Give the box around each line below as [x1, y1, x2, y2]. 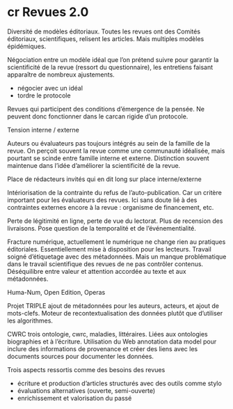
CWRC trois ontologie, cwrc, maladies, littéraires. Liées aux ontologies [7, 330, 208, 338]
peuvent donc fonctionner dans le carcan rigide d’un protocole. [7, 112, 188, 121]
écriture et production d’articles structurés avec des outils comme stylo [17, 379, 223, 387]
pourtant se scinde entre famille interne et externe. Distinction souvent [7, 154, 210, 162]
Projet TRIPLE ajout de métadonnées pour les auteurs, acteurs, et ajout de [7, 301, 219, 310]
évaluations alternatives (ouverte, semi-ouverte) [17, 386, 156, 394]
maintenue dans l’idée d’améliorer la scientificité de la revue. [7, 161, 181, 169]
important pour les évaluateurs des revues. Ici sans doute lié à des [7, 196, 198, 204]
